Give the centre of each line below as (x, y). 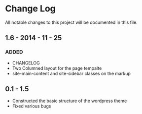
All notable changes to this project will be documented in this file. (71, 22)
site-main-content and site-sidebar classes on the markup (71, 73)
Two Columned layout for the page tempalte (57, 68)
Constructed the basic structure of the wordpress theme (70, 101)
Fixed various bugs (32, 106)
